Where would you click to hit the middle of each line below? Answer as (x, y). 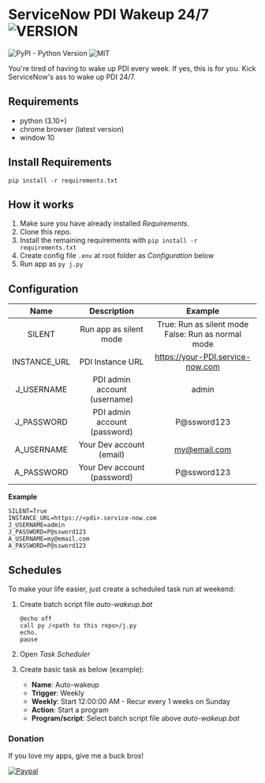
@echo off (36, 619)
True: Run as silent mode (203, 324)
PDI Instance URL (112, 362)
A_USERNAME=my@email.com (49, 539)
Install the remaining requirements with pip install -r (108, 240)
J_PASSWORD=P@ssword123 (47, 532)
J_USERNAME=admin (37, 525)
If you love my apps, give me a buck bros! (76, 756)
